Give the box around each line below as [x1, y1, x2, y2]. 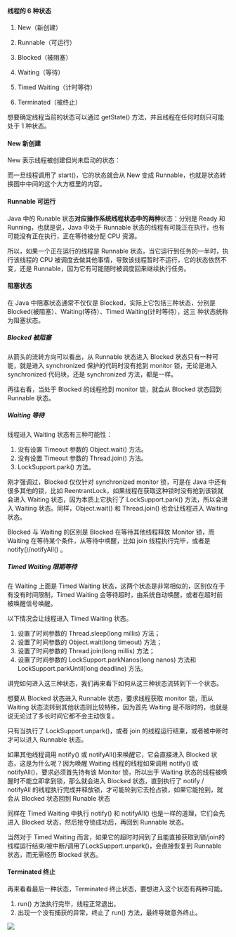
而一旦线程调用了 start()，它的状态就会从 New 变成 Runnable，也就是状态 [7, 171, 220, 179]
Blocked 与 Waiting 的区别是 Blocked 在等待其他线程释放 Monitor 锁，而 [7, 528, 215, 536]
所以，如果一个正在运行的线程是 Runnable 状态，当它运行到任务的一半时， [7, 247, 223, 255]
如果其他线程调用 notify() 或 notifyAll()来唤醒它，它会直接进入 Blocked [7, 750, 210, 759]
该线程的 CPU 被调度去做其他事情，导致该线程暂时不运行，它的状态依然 [13, 255, 221, 263]
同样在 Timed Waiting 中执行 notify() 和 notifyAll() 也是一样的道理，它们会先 [7, 808, 225, 818]
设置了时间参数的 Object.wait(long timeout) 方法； [17, 638, 163, 646]
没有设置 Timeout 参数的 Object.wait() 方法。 [17, 445, 147, 453]
